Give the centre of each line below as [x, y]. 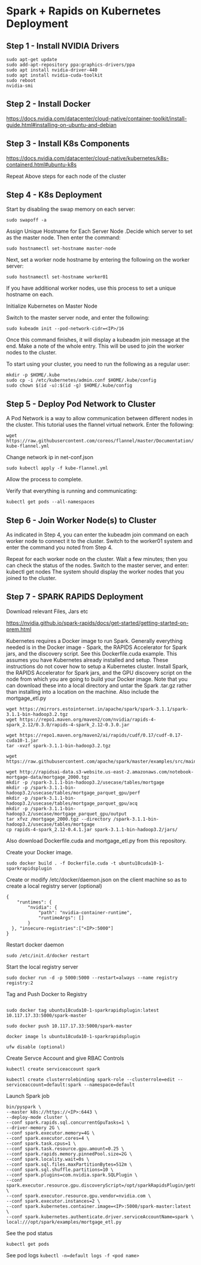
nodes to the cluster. [31, 353]
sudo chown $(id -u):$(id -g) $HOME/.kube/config [69, 386]
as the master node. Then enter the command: [63, 238]
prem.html [19, 629]
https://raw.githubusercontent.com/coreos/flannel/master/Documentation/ [100, 441]
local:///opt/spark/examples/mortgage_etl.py [64, 1222]
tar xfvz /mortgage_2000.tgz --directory [59, 819]
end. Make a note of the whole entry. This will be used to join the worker [95, 346]
